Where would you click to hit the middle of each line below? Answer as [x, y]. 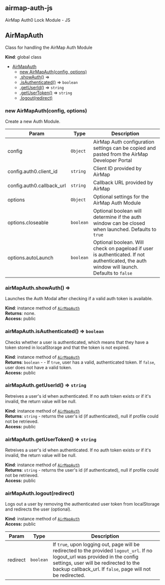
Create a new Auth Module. [33, 121]
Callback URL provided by [123, 182]
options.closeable [28, 222]
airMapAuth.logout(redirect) [40, 493]
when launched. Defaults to [125, 229]
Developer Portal [112, 160]
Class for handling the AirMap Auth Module [49, 47]
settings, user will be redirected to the [96, 563]
